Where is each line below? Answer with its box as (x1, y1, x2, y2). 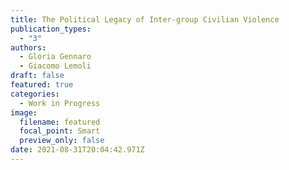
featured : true (10, 80, 74, 90)
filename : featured (19, 117, 101, 127)
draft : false (10, 71, 65, 81)
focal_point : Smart (19, 126, 101, 136)
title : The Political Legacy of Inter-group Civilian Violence (10, 14, 280, 25)
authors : (10, 42, 47, 53)
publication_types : (10, 24, 92, 34)
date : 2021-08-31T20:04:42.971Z (10, 145, 145, 155)
